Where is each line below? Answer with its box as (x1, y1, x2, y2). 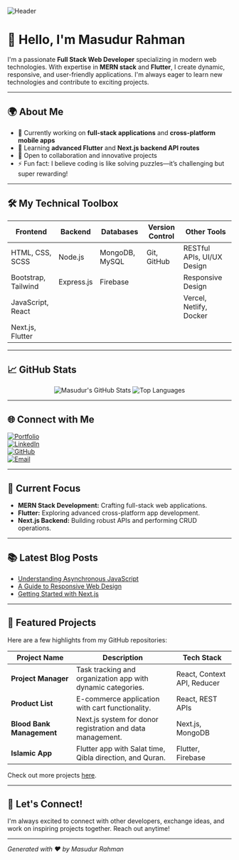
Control (148, 231, 175, 241)
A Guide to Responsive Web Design (17, 582, 122, 590)
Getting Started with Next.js (17, 589, 100, 598)
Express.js (58, 277, 93, 287)
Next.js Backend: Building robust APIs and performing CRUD (17, 516, 198, 524)
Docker (183, 310, 208, 320)
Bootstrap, (11, 272, 46, 282)
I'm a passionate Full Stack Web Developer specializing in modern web (7, 55, 217, 63)
